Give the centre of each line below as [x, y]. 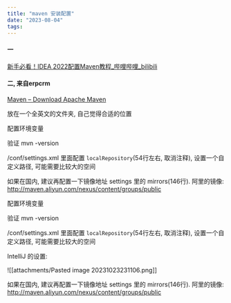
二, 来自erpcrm [29, 83]
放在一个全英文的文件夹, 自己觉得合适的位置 [70, 113]
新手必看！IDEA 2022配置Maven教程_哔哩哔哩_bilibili [82, 66]
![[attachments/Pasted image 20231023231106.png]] [82, 270]
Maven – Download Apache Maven [57, 99]
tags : [15, 26]
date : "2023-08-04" [35, 20]
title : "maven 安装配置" [41, 14]
